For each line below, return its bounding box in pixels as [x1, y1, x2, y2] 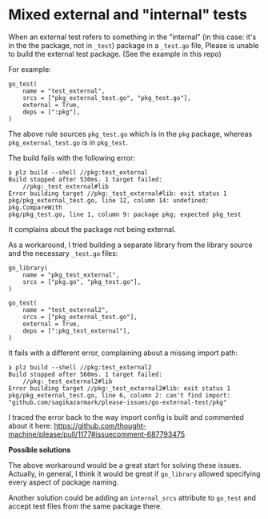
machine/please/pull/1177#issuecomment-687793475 [8, 429, 186, 439]
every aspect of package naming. [8, 477, 119, 487]
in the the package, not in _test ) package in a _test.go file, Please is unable [8, 40, 259, 50]
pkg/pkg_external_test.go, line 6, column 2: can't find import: [8, 391, 230, 399]
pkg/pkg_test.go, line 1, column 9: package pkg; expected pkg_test [8, 210, 242, 218]
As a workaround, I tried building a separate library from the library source [8, 240, 254, 250]
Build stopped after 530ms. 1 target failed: [8, 175, 162, 183]
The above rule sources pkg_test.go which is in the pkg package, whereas [8, 129, 253, 138]
